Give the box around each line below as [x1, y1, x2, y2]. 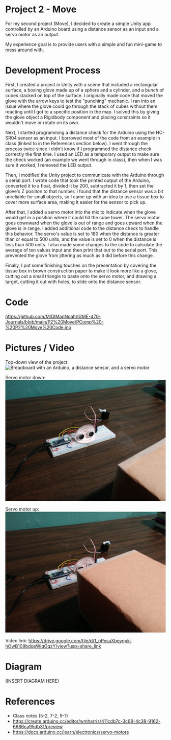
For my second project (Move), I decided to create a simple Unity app [5, 20, 151, 27]
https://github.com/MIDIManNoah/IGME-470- [5, 313, 101, 319]
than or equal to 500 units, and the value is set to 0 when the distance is [5, 236, 157, 242]
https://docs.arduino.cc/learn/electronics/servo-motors [12, 729, 129, 735]
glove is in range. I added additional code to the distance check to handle [5, 225, 159, 231]
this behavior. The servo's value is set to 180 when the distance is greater [5, 230, 159, 237]
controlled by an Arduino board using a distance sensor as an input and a [5, 26, 159, 32]
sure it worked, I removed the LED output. [5, 162, 93, 168]
